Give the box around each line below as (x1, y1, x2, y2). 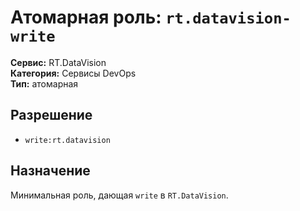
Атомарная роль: (10, 6, 162, 29)
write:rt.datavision (24, 135, 111, 145)
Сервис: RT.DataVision (10, 56, 107, 68)
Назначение (10, 162, 91, 180)
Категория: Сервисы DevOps (10, 67, 137, 79)
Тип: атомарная (10, 77, 79, 90)
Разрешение (10, 107, 93, 124)
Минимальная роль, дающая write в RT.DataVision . (10, 189, 229, 201)
